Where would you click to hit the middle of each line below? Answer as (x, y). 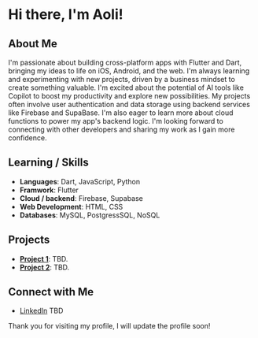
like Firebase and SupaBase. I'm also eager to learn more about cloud (121, 113)
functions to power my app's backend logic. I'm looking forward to (116, 121)
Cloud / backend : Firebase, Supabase (81, 198)
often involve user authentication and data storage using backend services (129, 104)
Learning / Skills (48, 163)
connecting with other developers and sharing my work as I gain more (122, 129)
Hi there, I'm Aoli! (66, 15)
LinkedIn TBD (41, 311)
